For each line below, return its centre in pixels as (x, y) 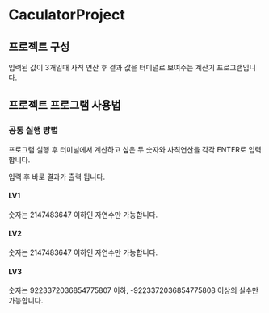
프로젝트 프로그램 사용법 (65, 105)
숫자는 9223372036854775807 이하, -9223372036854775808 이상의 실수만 (134, 290)
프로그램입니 (236, 67)
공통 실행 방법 (34, 131)
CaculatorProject (67, 15)
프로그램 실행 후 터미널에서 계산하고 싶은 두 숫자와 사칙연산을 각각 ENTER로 (128, 149)
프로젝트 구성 (39, 46)
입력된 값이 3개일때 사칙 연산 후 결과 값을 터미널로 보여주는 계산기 (112, 67)
